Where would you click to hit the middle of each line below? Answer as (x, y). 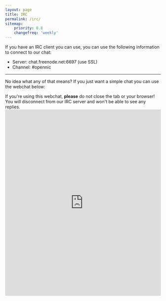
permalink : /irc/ (23, 19)
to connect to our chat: (28, 52)
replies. (13, 107)
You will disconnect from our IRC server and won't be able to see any (76, 102)
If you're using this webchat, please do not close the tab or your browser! (80, 96)
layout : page (19, 10)
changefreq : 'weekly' (36, 33)
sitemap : (14, 24)
